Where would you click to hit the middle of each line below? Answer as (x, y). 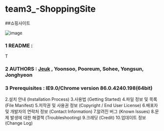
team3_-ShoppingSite (51, 9)
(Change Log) (19, 123)
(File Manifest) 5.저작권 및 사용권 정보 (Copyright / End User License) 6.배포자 (82, 106)
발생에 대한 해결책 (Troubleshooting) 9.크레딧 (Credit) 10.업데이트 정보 (78, 118)
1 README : (19, 45)
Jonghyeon (19, 75)
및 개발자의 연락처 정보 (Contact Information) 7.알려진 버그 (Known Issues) (78, 111)
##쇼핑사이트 (18, 23)
